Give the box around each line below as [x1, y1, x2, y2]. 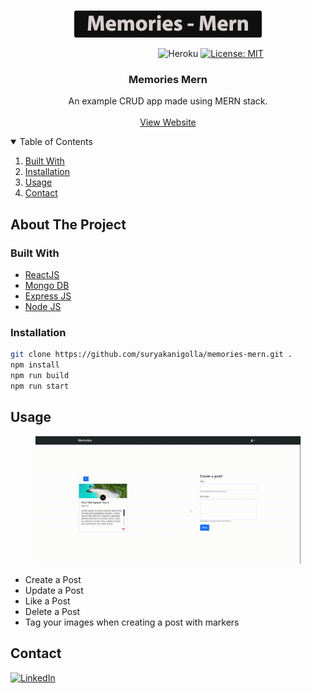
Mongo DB [24, 279, 70, 291]
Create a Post [24, 573, 82, 585]
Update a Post [24, 584, 84, 596]
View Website [139, 116, 197, 129]
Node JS [24, 300, 62, 312]
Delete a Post [24, 605, 81, 617]
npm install [10, 360, 60, 370]
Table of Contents [19, 136, 93, 148]
